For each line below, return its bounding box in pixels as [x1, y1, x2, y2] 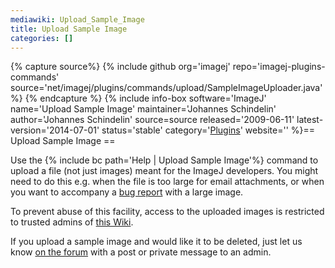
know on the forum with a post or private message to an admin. [10, 246, 272, 258]
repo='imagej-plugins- [232, 61, 326, 73]
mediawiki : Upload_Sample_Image [10, 14, 145, 25]
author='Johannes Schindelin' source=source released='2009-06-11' [10, 114, 295, 126]
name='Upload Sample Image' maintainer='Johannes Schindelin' [10, 103, 277, 115]
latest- [296, 114, 324, 126]
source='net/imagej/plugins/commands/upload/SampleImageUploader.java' [10, 82, 323, 94]
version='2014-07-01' [10, 124, 100, 136]
